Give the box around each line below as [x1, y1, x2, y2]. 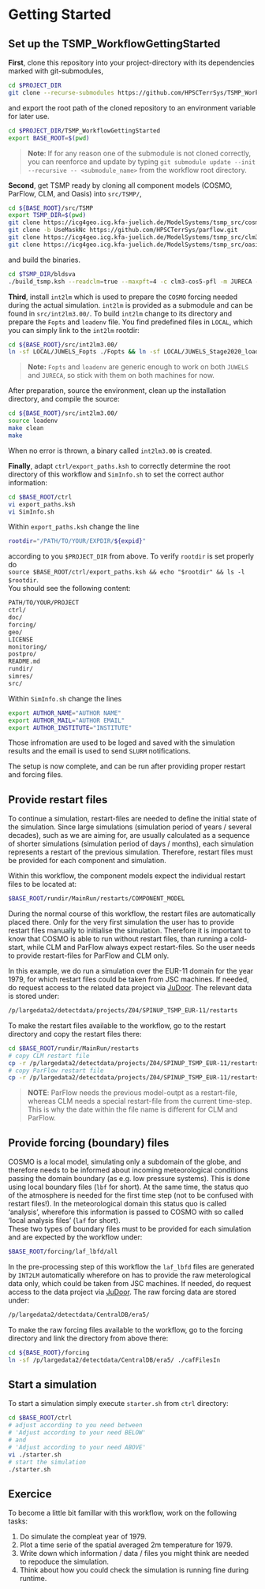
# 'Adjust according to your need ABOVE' [8, 1443, 147, 1451]
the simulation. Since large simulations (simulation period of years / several [8, 822, 252, 832]
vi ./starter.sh [8, 1450, 62, 1459]
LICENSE [8, 635, 34, 644]
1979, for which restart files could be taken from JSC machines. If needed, [8, 974, 250, 984]
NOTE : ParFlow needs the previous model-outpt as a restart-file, [27, 1088, 238, 1097]
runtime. [19, 1574, 47, 1583]
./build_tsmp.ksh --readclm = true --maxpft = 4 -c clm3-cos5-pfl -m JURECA [8, 278, 252, 286]
